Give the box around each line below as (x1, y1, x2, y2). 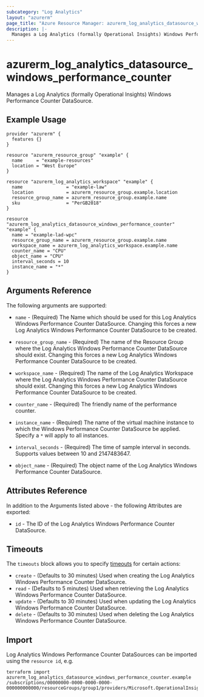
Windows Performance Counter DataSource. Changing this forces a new (15, 320, 197, 327)
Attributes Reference (6, 486, 87, 496)
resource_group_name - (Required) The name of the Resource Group (15, 338, 184, 345)
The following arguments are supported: (6, 301, 107, 309)
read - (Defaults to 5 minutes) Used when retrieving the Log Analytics (15, 585, 189, 592)
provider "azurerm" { (6, 131, 61, 137)
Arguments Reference (6, 286, 92, 296)
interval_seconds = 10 (12, 258, 69, 264)
